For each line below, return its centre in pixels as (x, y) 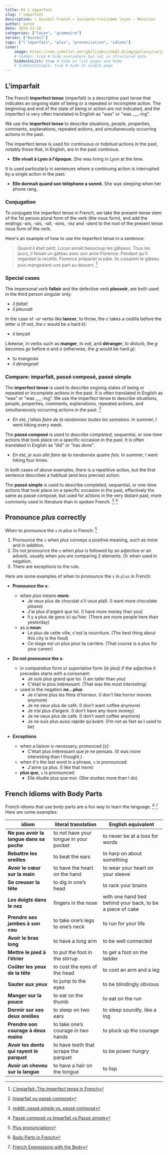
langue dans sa (26, 839)
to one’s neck (69, 926)
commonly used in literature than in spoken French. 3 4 (62, 501)
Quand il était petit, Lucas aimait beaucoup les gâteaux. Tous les (84, 248)
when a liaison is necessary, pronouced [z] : (65, 746)
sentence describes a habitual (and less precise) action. (63, 475)
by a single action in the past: (35, 174)
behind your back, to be (131, 903)
